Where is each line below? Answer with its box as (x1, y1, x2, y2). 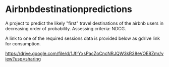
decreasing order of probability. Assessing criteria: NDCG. (5, 25, 126, 31)
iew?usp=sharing (5, 55, 41, 61)
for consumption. (5, 40, 41, 46)
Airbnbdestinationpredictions (5, 4, 133, 15)
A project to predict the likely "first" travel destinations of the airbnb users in (5, 20, 164, 26)
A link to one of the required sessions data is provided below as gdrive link (5, 35, 160, 41)
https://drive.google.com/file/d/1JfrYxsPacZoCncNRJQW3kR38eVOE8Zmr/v (5, 50, 164, 56)
